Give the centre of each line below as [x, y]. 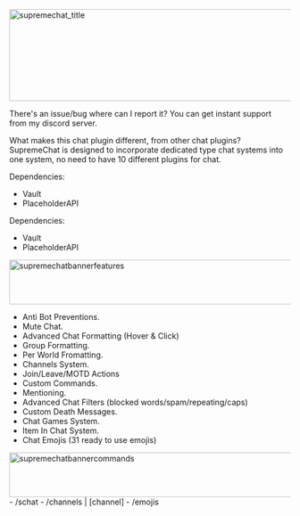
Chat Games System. [61, 421]
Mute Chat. [43, 326]
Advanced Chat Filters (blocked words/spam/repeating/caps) [135, 402]
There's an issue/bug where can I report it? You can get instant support [141, 114]
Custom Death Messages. [70, 412]
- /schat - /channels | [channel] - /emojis [84, 502]
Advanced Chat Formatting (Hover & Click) [100, 336]
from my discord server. [54, 123]
